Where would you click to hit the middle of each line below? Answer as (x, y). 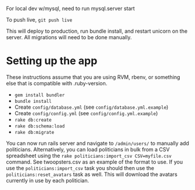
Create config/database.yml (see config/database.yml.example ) (91, 107)
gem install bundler (40, 95)
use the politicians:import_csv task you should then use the (80, 168)
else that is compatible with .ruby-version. (57, 83)
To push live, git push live (39, 20)
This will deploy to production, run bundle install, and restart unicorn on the (97, 31)
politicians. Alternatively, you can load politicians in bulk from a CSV (88, 149)
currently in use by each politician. (48, 180)
